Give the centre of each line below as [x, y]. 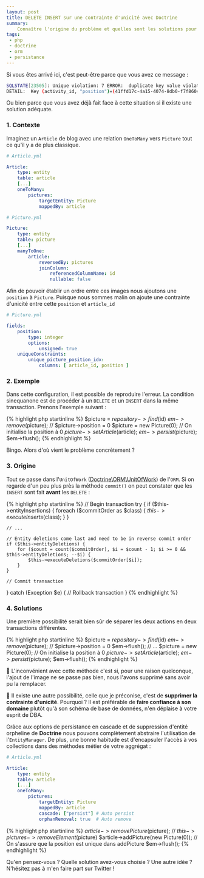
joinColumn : [54, 268]
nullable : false [70, 279]
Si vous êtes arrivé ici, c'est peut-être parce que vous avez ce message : [97, 74]
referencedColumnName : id [82, 274]
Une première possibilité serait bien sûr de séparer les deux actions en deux [102, 621]
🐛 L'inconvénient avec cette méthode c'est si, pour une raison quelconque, [100, 671]
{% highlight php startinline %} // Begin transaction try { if [78, 504]
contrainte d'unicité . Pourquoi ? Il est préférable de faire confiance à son [99, 702]
